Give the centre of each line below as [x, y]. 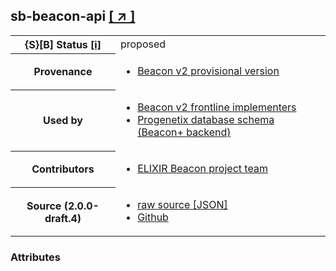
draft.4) [63, 218]
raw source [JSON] [182, 205]
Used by [62, 121]
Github [153, 217]
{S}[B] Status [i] [63, 44]
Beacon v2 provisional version [208, 71]
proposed [143, 44]
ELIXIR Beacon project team [202, 169]
